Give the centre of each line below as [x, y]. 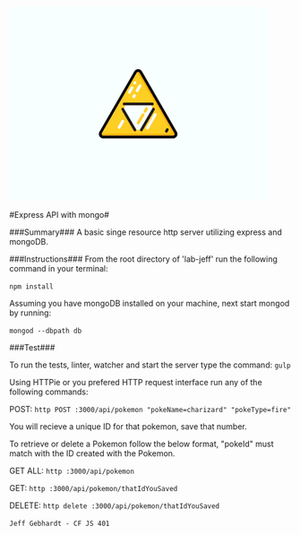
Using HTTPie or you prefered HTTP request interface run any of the [136, 382]
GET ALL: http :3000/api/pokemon [72, 470]
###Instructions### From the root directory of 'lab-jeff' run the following [143, 259]
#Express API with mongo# [60, 215]
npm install [31, 287]
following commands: [49, 392]
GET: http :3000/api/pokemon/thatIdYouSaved [94, 488]
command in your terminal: [59, 268]
